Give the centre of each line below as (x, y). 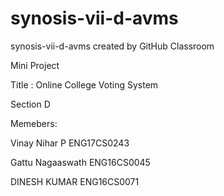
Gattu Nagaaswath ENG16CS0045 (80, 162)
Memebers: (34, 123)
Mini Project (35, 65)
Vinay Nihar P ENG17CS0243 (70, 143)
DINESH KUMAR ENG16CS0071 (75, 181)
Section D (30, 104)
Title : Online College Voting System (84, 84)
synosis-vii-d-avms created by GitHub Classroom (112, 46)
